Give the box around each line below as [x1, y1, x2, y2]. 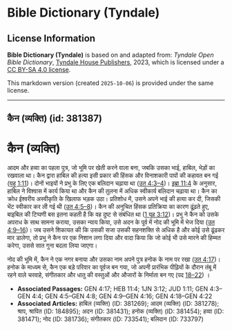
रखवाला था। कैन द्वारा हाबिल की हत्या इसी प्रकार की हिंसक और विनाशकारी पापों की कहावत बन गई [7, 172, 219, 180]
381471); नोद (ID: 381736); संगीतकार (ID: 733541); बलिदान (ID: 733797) [17, 315, 204, 323]
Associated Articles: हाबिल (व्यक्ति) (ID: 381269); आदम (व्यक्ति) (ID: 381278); [17, 300, 220, 308]
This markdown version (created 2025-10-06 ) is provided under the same [7, 79, 214, 87]
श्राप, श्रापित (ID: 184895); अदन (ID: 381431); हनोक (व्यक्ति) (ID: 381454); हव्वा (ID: [17, 307, 224, 315]
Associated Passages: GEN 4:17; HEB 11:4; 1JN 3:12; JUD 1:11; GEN [17, 285, 209, 293]
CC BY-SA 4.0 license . [7, 66, 71, 73]
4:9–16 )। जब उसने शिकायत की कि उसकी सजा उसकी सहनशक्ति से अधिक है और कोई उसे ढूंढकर [7, 226, 225, 235]
